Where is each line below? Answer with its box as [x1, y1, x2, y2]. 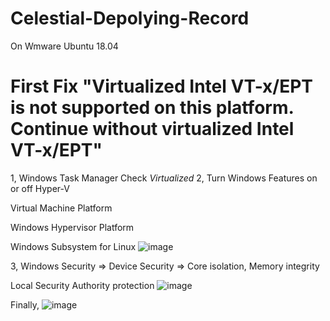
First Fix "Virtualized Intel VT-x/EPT [10, 75, 314, 98]
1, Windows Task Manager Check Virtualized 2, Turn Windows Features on [10, 172, 318, 184]
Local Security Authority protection [10, 279, 155, 291]
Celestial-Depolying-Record [10, 7, 250, 30]
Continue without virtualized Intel [10, 118, 295, 141]
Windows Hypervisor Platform [10, 221, 135, 233]
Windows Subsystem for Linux [10, 240, 137, 252]
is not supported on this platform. [10, 97, 294, 119]
